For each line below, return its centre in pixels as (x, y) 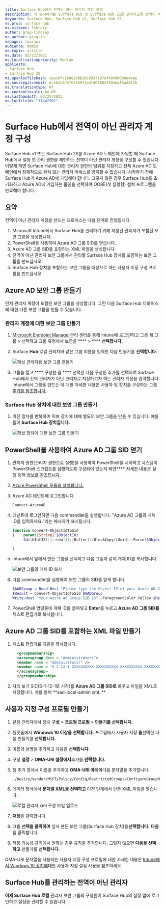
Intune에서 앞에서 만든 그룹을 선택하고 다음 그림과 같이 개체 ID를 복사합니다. (85, 559)
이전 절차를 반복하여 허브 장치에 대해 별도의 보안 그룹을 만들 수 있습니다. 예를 (85, 416)
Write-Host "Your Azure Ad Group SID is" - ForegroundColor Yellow (82, 598)
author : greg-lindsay (27, 32)
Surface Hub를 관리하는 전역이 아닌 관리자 (66, 883)
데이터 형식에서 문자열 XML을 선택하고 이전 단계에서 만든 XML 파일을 (78, 789)
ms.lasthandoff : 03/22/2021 (34, 96)
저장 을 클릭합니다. (29, 816)
